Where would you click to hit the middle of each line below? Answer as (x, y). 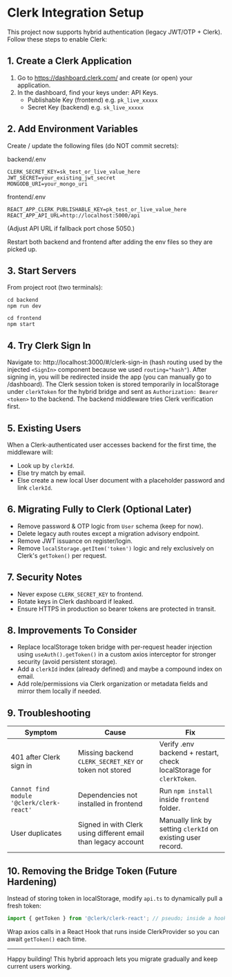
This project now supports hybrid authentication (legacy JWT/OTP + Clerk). (115, 32)
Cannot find (30, 789)
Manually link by (185, 821)
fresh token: (24, 906)
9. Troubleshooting (49, 713)
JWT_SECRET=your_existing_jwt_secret (61, 178)
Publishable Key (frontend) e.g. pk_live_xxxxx (93, 100)
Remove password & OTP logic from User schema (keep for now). (110, 526)
